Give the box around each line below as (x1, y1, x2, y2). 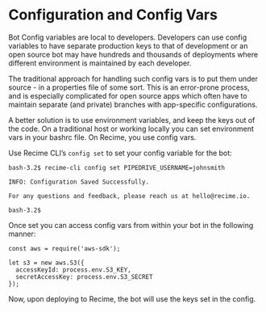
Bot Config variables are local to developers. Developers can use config (8, 32, 247, 42)
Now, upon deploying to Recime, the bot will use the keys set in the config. (8, 293, 256, 304)
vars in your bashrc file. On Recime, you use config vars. (8, 132, 197, 142)
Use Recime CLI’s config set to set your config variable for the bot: (8, 148, 232, 158)
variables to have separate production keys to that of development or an (8, 40, 248, 50)
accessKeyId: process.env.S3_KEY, (15, 265, 131, 274)
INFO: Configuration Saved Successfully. (8, 178, 150, 186)
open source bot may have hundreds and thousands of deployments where (8, 49, 259, 59)
